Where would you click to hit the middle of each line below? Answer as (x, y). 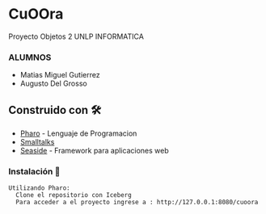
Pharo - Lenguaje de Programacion (78, 133)
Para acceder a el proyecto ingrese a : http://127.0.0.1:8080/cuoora (137, 203)
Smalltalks (37, 142)
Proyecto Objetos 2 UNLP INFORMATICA (76, 36)
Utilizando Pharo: (39, 188)
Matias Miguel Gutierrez (60, 75)
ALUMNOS (30, 57)
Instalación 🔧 (34, 171)
